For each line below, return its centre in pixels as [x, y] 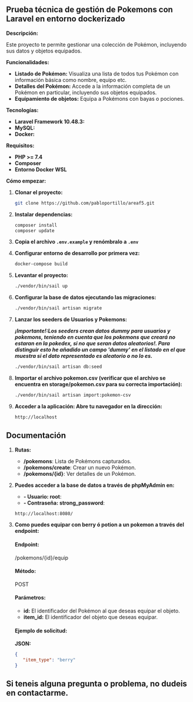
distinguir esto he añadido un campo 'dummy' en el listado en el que [100, 350]
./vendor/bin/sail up [41, 286]
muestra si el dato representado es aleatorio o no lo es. [84, 356]
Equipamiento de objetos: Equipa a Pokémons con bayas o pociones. [99, 98]
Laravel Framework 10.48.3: [50, 121]
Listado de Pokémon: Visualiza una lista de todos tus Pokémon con [96, 74]
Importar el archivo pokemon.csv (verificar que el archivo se [90, 378]
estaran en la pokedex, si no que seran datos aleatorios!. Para [92, 344]
